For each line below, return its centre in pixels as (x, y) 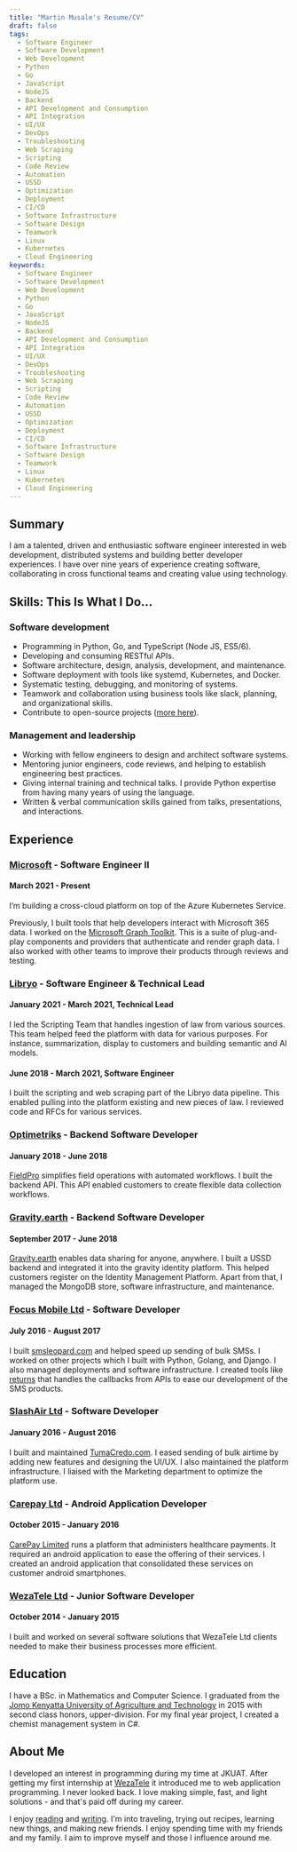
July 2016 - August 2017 (55, 1331)
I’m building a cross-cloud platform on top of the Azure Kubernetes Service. (148, 905)
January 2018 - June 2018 (59, 1156)
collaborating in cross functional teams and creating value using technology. (148, 574)
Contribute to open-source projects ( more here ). (110, 712)
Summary (37, 524)
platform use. (33, 1481)
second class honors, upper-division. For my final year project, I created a (144, 1714)
